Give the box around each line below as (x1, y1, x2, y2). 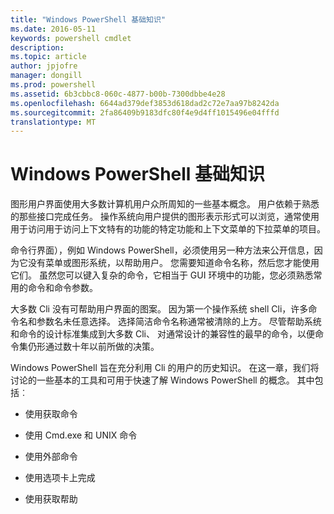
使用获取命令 (24, 408, 78, 420)
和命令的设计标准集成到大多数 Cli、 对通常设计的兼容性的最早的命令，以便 (10, 328, 315, 340)
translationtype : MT (10, 117, 97, 127)
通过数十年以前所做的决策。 (44, 341, 160, 353)
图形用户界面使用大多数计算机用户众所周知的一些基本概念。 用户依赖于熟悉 (10, 198, 320, 210)
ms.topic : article (10, 52, 87, 62)
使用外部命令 (24, 451, 78, 463)
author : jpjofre (10, 61, 78, 71)
